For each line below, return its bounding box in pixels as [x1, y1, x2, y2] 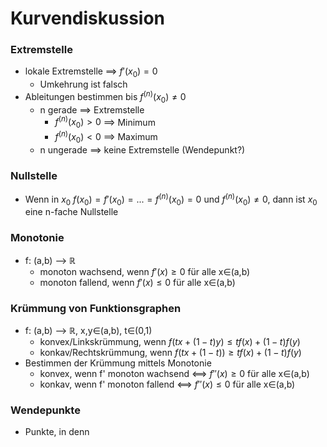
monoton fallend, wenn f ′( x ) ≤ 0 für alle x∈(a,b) [39, 276, 236, 288]
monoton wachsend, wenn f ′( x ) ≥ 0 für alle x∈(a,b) [39, 265, 251, 277]
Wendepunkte [10, 403, 81, 417]
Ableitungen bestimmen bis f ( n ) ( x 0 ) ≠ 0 [24, 89, 187, 105]
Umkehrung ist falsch [39, 78, 128, 91]
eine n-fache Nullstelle [24, 206, 119, 218]
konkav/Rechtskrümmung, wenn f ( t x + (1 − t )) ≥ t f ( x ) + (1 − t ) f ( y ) [39, 346, 302, 358]
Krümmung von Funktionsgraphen [10, 301, 182, 315]
